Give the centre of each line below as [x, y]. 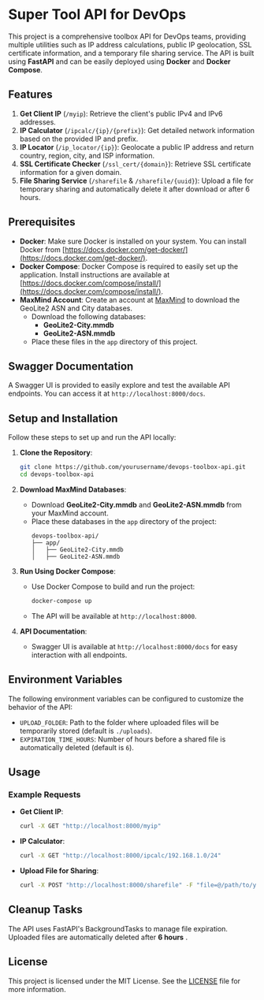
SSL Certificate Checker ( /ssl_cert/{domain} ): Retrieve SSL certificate [135, 164]
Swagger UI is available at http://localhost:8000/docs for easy [134, 646]
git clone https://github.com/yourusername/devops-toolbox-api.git [132, 467]
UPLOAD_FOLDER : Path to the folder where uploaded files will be [119, 722]
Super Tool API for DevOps [97, 15]
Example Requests [45, 794]
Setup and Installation [63, 418]
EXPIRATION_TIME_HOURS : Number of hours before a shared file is [123, 739]
